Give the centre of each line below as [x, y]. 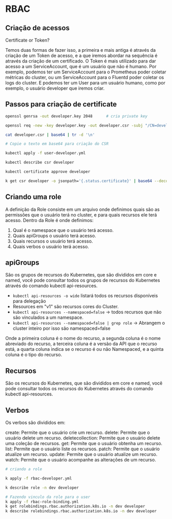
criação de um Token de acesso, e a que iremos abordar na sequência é [81, 55]
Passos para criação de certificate [61, 104]
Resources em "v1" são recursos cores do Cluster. [66, 307]
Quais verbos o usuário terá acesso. [51, 246]
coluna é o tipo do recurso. [34, 355]
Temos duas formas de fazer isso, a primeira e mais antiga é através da [81, 50]
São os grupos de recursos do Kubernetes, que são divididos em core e [81, 275]
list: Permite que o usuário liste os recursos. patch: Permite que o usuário [83, 449]
